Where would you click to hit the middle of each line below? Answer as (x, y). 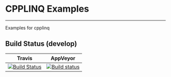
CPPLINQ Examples (47, 9)
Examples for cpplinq (27, 28)
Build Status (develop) (41, 44)
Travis (25, 58)
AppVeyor (63, 58)
